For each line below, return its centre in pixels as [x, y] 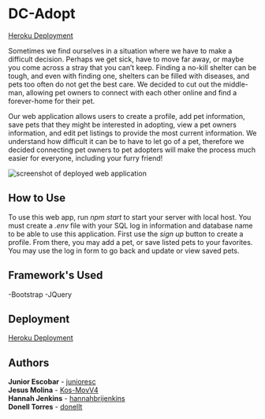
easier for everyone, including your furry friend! [86, 158]
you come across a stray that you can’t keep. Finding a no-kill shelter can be [132, 67]
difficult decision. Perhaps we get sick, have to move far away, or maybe [126, 59]
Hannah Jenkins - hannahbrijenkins [67, 399]
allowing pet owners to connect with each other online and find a [132, 92]
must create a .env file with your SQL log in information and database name [131, 225]
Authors [29, 363]
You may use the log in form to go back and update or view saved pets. [124, 250]
